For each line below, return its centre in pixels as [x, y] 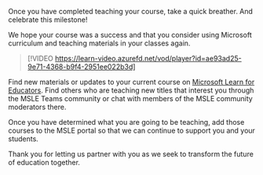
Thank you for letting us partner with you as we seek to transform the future [131, 154]
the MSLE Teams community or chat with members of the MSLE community [130, 98]
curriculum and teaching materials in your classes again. [99, 43]
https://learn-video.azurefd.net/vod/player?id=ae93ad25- [148, 58]
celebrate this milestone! [48, 20]
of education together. [44, 162]
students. [24, 139]
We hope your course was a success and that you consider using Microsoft [130, 35]
